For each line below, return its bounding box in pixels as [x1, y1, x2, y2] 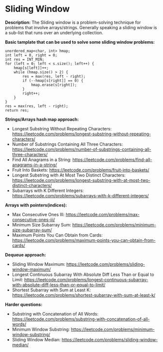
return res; [5, 108, 29, 112]
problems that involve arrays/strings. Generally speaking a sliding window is [5, 24, 157, 30]
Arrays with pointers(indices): [5, 202, 67, 208]
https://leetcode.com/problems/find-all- [72, 157, 152, 162]
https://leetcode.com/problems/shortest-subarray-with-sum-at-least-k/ [12, 292, 156, 298]
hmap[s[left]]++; [14, 65, 49, 70]
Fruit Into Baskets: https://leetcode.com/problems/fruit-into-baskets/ [12, 167, 149, 173]
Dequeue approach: [5, 252, 46, 257]
